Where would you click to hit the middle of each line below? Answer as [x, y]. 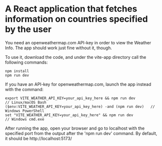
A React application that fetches [71, 9]
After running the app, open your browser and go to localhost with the [75, 128]
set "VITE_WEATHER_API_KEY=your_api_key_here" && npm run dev [69, 115]
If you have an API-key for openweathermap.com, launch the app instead [78, 84]
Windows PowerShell [25, 111]
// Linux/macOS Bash [26, 102]
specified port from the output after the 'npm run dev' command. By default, [81, 133]
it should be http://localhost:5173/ [39, 138]
